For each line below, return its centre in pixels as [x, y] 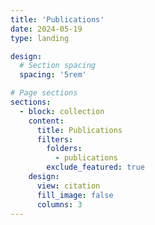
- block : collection [62, 111]
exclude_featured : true [95, 167]
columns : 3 [59, 204]
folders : [64, 149]
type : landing [40, 38]
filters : [55, 139]
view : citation [68, 186]
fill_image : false [75, 195]
